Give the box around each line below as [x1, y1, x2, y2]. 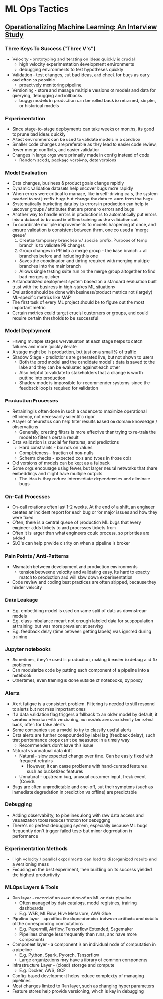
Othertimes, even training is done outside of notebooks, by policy [12, 678, 143, 683]
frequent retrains [19, 758, 53, 764]
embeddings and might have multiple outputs [12, 471, 103, 477]
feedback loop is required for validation [19, 385, 98, 391]
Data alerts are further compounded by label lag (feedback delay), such [12, 732, 156, 738]
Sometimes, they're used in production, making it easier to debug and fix [12, 657, 158, 663]
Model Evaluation [5, 169, 47, 176]
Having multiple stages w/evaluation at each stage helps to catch [12, 338, 143, 344]
